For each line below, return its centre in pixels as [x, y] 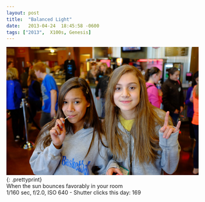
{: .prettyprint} [24, 179]
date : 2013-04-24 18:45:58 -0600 [53, 26]
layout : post [23, 13]
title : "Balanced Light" [39, 19]
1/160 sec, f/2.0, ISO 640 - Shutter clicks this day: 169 [74, 193]
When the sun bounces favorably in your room [65, 186]
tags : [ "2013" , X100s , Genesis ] [49, 32]
